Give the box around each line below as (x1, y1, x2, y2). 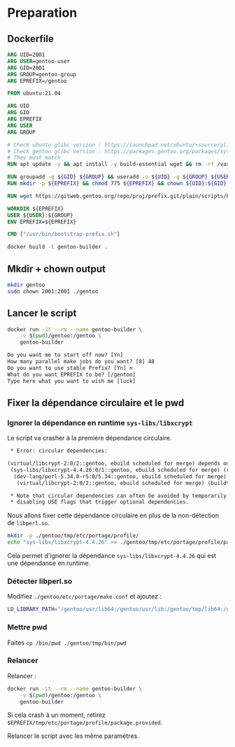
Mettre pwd (7, 622, 48, 632)
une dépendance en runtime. (7, 559, 91, 568)
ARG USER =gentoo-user (7, 57, 71, 64)
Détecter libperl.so (7, 576, 73, 586)
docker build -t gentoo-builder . (7, 244, 108, 251)
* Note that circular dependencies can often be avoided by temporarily (10, 492, 227, 499)
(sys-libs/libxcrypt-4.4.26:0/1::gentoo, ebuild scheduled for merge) (10, 466, 220, 473)
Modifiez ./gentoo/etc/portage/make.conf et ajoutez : (7, 592, 162, 601)
